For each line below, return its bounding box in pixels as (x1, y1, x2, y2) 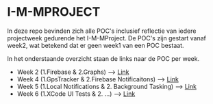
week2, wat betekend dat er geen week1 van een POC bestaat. (7, 41, 184, 49)
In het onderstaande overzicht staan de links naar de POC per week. (7, 54, 200, 62)
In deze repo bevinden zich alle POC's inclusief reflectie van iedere (7, 27, 197, 35)
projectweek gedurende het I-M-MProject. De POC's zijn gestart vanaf (7, 34, 207, 42)
